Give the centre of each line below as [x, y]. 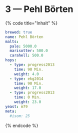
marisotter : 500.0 [29, 51]
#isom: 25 [20, 116]
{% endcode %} [22, 125]
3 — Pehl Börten [39, 9]
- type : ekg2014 [26, 78]
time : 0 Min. [28, 97]
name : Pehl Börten [24, 37]
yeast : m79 [16, 106]
